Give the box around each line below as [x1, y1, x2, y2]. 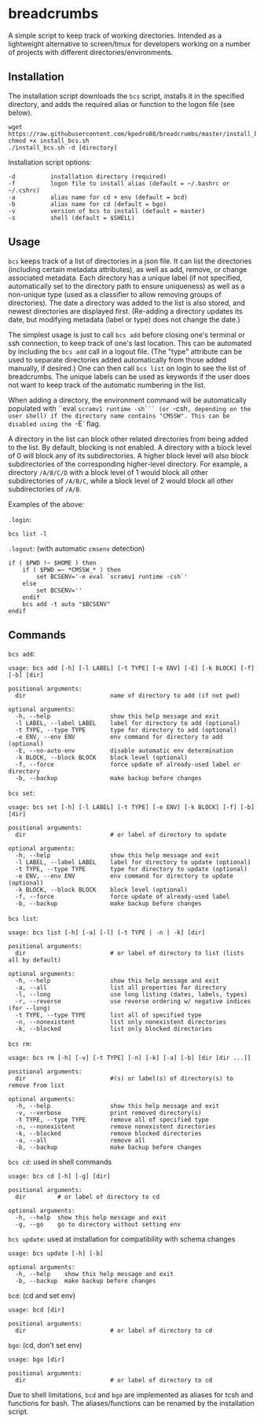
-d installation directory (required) [8, 172, 167, 181]
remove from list [8, 1082, 65, 1090]
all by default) [8, 956, 61, 964]
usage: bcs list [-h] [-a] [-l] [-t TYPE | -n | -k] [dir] [8, 929, 206, 936]
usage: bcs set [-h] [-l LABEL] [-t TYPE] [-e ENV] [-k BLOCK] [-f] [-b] [8, 804, 255, 811]
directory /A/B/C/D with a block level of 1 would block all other [8, 467, 208, 477]
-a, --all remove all [15, 1137, 146, 1145]
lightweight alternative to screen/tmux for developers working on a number [8, 39, 251, 48]
